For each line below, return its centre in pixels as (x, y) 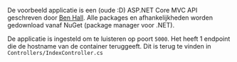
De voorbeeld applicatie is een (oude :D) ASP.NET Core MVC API (102, 10)
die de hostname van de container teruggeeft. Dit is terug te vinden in (109, 46)
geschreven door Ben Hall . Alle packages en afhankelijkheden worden (110, 18)
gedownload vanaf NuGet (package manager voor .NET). (91, 25)
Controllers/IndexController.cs (55, 53)
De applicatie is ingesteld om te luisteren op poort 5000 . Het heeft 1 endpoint (119, 39)
